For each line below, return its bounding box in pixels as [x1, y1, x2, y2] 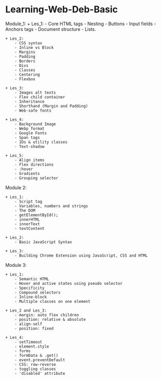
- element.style [14, 343, 50, 349]
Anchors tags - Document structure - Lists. [5, 26, 96, 32]
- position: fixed [14, 325, 54, 331]
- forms [14, 348, 31, 353]
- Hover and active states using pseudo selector [14, 281, 123, 286]
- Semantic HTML [14, 276, 50, 281]
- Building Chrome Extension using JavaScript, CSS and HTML [14, 253, 148, 258]
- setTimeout [14, 339, 43, 345]
